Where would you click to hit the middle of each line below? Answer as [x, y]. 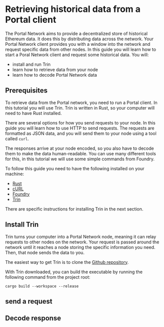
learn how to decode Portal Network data [55, 75]
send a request [29, 301]
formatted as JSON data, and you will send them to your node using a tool [81, 133]
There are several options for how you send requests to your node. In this [80, 122]
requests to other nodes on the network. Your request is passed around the [82, 242]
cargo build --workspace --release [42, 286]
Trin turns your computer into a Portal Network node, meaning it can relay [81, 236]
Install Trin [22, 225]
